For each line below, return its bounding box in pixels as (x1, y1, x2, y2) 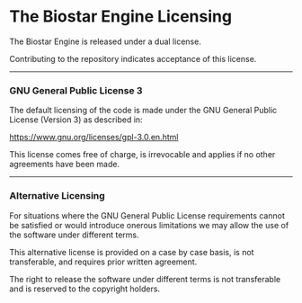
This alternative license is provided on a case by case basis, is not (9, 246, 254, 257)
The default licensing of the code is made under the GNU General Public (9, 105, 278, 116)
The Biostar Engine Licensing (9, 6, 232, 27)
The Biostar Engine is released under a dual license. (9, 36, 202, 47)
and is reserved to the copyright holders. (9, 283, 160, 294)
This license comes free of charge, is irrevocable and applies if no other (9, 149, 276, 160)
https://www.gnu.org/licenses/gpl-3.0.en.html (9, 132, 179, 143)
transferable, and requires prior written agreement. (9, 256, 198, 267)
